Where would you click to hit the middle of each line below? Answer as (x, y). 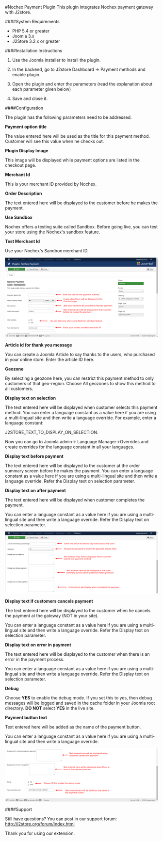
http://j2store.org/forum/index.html (40, 824)
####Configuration (24, 108)
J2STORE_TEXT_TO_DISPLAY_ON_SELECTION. (52, 432)
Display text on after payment (36, 490)
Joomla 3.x (23, 36)
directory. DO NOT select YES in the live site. (50, 708)
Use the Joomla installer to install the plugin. (56, 60)
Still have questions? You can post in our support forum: (61, 819)
